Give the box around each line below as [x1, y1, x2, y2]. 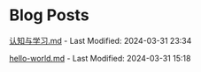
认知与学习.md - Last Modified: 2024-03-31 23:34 [9, 35, 192, 46]
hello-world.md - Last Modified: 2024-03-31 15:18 [9, 53, 191, 63]
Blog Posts [9, 5, 90, 25]
